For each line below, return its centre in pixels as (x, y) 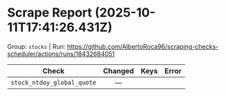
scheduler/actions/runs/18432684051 (61, 54)
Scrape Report (50, 13)
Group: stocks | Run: (37, 46)
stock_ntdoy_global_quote (54, 82)
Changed (119, 70)
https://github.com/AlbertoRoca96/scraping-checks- (143, 46)
